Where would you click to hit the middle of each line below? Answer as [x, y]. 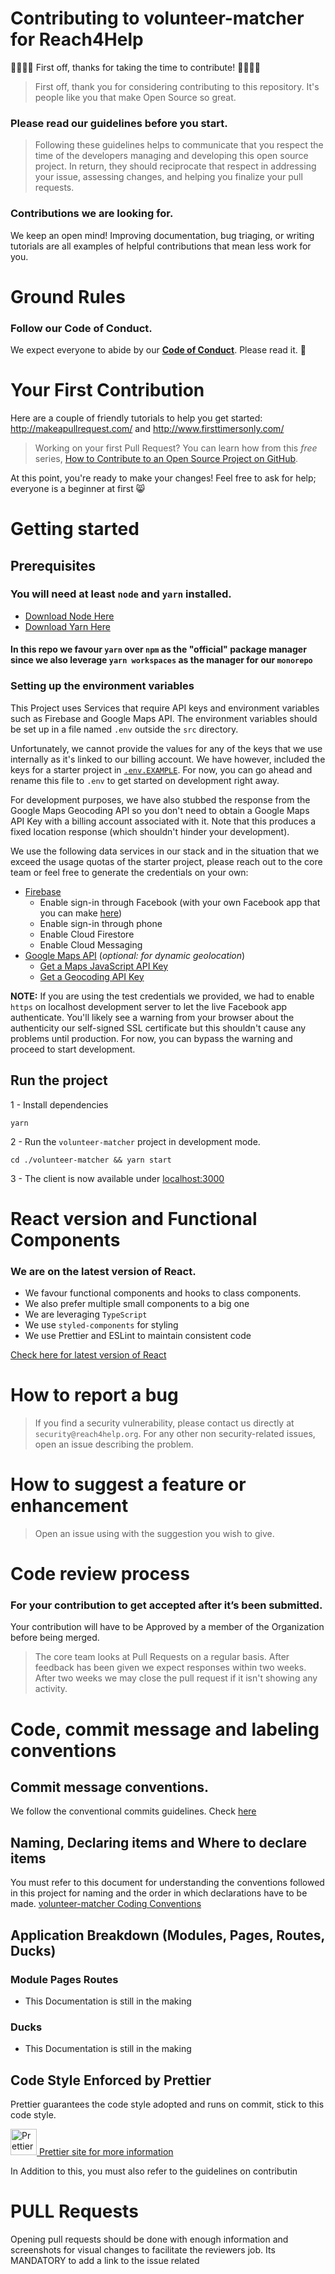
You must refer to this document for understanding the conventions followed [167, 1883]
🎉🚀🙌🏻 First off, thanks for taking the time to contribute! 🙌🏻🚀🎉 [135, 67]
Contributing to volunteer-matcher [157, 18]
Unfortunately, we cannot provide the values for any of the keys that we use [166, 748]
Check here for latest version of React [88, 1355]
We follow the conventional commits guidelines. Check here [133, 1811]
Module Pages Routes [64, 1979]
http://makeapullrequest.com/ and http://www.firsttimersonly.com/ [147, 428]
